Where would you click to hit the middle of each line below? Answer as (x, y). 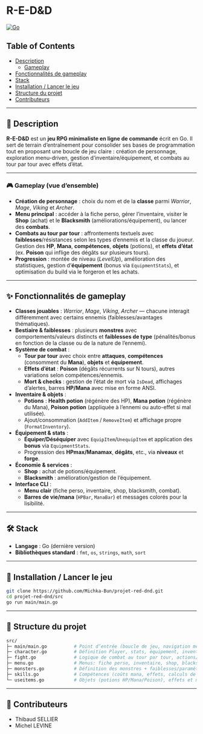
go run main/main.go (32, 602)
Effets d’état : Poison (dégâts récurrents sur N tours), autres (99, 368)
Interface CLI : (33, 484)
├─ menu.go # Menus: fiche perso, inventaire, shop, (93, 663)
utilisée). (35, 413)
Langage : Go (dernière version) (55, 546)
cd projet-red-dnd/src (35, 597)
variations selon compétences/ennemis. (74, 375)
